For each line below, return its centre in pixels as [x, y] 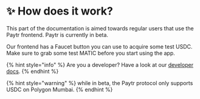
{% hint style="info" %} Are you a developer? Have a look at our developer [100, 64]
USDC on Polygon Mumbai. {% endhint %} [60, 89]
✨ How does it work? [60, 11]
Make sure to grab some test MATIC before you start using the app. [91, 53]
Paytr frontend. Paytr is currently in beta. [57, 35]
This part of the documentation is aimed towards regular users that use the [100, 28]
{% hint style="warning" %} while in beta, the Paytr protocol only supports [100, 83]
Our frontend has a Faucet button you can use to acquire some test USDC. [99, 46]
